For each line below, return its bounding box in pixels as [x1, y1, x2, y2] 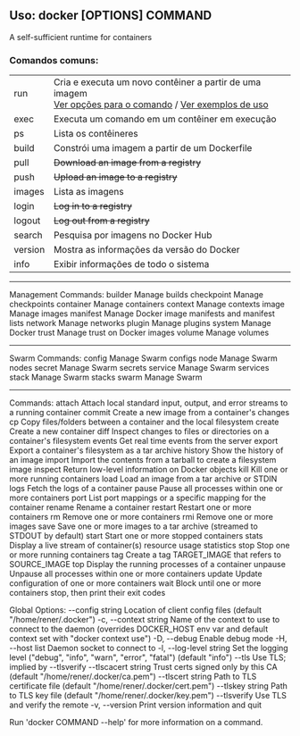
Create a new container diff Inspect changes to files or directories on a [9, 426, 270, 437]
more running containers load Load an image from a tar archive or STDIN [9, 473, 278, 484]
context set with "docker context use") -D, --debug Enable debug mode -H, [9, 633, 287, 644]
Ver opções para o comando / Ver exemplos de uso [53, 98, 270, 111]
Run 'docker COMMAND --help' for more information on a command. [9, 717, 263, 728]
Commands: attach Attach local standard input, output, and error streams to [9, 397, 288, 408]
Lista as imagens [53, 186, 125, 198]
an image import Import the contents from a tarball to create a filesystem [9, 455, 277, 465]
